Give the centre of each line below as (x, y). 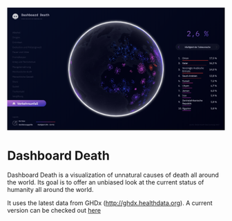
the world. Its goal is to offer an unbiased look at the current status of (106, 182)
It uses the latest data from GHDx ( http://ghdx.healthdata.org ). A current (110, 203)
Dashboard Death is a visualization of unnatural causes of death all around (113, 175)
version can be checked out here (54, 210)
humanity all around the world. (50, 189)
